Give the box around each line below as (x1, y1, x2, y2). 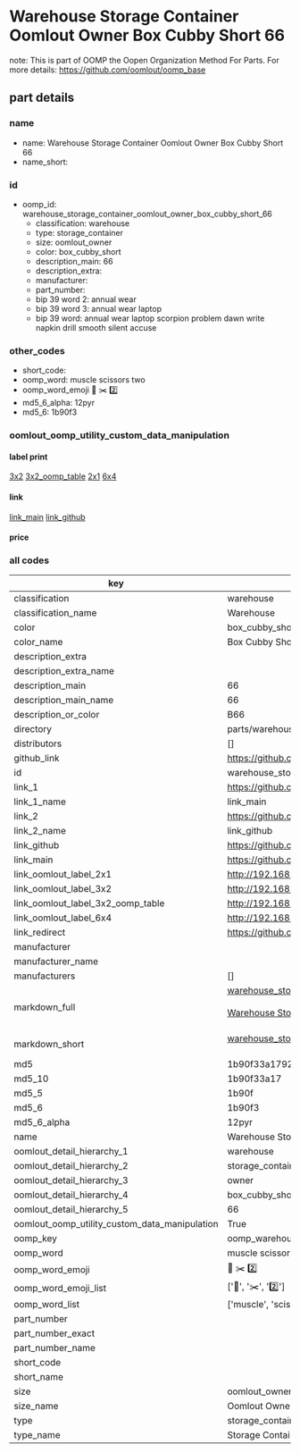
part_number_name (13, 1342, 96, 1355)
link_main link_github (9, 511, 87, 522)
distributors (13, 737, 62, 750)
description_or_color (13, 709, 100, 721)
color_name (13, 636, 63, 649)
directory (13, 723, 52, 735)
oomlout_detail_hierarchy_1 (13, 1146, 129, 1158)
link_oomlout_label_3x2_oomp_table (13, 897, 165, 910)
